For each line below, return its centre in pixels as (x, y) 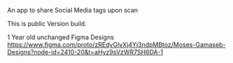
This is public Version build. (47, 23)
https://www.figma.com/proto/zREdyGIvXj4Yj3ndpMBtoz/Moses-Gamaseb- (116, 44)
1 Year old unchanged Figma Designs (61, 37)
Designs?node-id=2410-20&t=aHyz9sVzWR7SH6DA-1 (85, 52)
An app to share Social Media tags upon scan (73, 10)
